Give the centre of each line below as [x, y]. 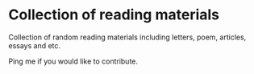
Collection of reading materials [114, 15]
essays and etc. [35, 45]
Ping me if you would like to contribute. [73, 61]
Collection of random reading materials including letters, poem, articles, [127, 37]
